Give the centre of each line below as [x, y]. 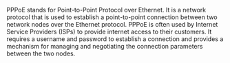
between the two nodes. [41, 53]
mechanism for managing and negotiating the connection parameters [105, 46]
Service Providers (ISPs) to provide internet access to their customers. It [109, 32]
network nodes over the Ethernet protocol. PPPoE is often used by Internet [112, 24]
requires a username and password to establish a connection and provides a [115, 39]
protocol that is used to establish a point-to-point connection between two [112, 17]
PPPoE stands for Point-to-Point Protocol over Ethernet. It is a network [106, 10]
